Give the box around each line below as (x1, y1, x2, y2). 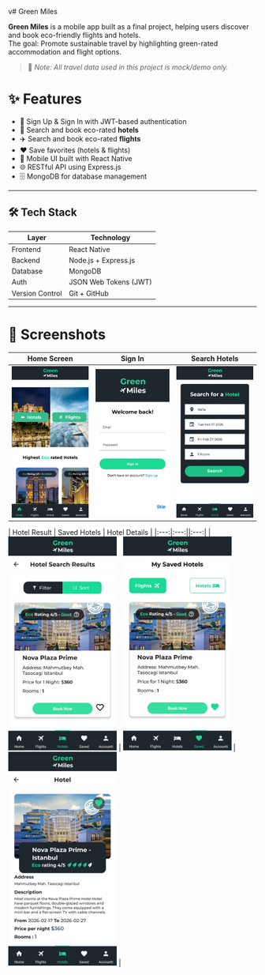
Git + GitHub (68, 288, 109, 298)
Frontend (11, 244, 42, 254)
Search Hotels (190, 354, 239, 363)
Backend (11, 255, 41, 265)
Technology (90, 233, 131, 243)
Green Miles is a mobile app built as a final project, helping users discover (8, 22, 249, 31)
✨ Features (8, 90, 83, 108)
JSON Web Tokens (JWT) (68, 277, 152, 287)
